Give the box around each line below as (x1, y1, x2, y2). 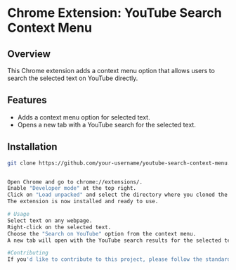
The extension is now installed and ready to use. (7, 198, 159, 205)
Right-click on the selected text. (7, 224, 112, 231)
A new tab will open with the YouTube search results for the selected (7, 237, 221, 244)
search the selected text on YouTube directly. (7, 74, 138, 82)
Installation (7, 141, 58, 153)
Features (7, 94, 47, 106)
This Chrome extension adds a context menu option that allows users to (7, 67, 216, 75)
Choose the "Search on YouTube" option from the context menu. (7, 230, 197, 237)
